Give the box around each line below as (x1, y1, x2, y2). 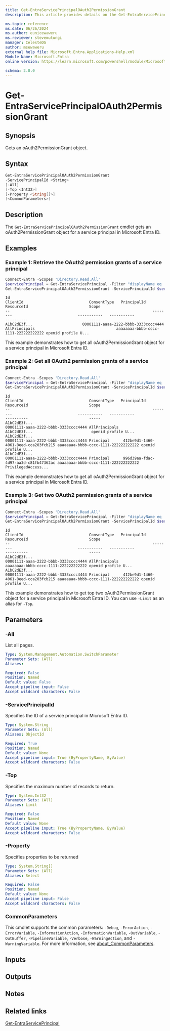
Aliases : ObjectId (5, 732, 44, 737)
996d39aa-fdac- (123, 456, 155, 461)
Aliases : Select (5, 873, 39, 878)
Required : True (5, 741, 37, 746)
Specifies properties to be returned (5, 853, 78, 860)
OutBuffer (5, 936, 26, 941)
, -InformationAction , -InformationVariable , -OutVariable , (34, 930, 157, 936)
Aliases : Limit (5, 802, 37, 807)
